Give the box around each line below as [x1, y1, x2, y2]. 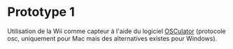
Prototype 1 [7, 4, 75, 20]
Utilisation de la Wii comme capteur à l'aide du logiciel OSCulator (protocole [7, 27, 226, 35]
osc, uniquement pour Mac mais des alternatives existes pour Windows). [7, 34, 218, 42]
